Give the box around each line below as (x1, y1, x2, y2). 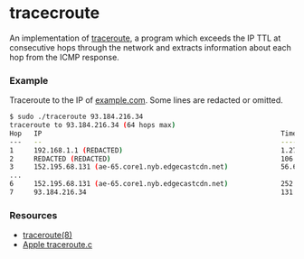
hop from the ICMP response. (9, 51, 119, 62)
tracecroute (9, 3, 100, 23)
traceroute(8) (22, 229, 72, 241)
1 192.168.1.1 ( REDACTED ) (9, 145, 124, 155)
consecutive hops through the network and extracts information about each (9, 42, 291, 52)
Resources (9, 208, 58, 221)
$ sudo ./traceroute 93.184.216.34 (9, 112, 144, 122)
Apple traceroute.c (22, 239, 93, 250)
